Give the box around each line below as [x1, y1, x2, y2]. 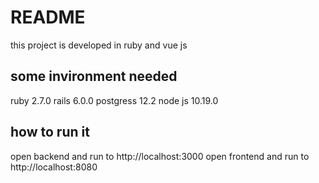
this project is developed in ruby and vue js [10, 39, 188, 51]
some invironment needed [10, 68, 178, 85]
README [10, 6, 86, 29]
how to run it [10, 124, 90, 141]
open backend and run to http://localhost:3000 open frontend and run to [10, 150, 310, 162]
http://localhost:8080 [10, 161, 98, 173]
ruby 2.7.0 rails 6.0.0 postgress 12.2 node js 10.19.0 [10, 94, 219, 106]
